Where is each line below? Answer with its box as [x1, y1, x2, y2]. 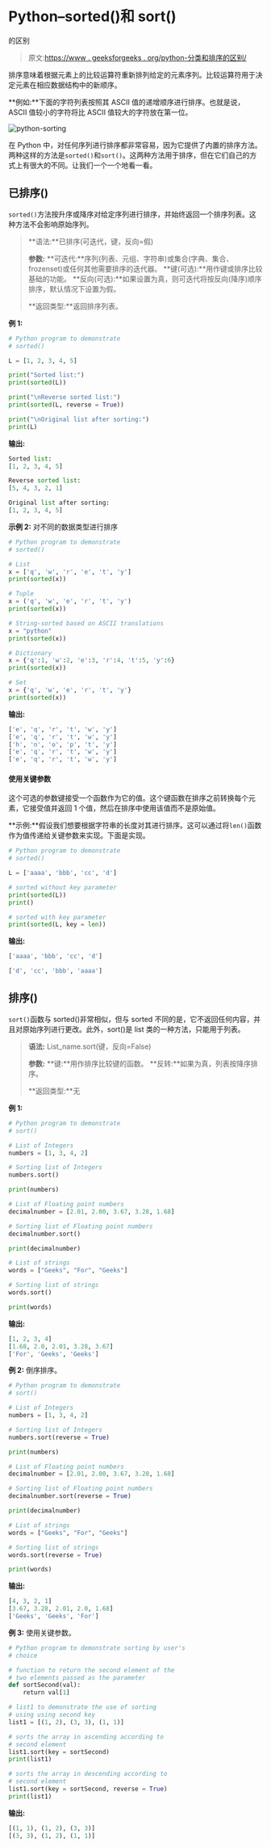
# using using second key [8, 1710, 95, 1719]
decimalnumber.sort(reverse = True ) [8, 1492, 131, 1500]
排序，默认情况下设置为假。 [27, 284, 121, 293]
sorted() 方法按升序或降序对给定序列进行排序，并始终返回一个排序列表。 [8, 209, 250, 219]
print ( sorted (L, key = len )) [8, 920, 106, 929]
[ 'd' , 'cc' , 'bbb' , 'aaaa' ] [8, 967, 103, 975]
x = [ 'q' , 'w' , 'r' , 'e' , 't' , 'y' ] [8, 567, 131, 576]
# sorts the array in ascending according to [8, 1732, 164, 1741]
